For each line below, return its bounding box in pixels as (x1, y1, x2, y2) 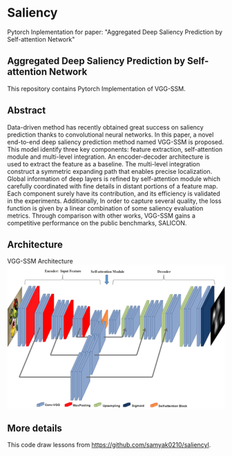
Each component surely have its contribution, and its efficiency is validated (7, 189, 221, 198)
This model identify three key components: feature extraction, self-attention (7, 145, 223, 153)
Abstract (7, 105, 46, 116)
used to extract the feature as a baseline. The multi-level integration (7, 159, 200, 168)
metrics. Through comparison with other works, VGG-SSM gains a (7, 211, 195, 220)
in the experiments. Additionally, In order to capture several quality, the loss (7, 196, 222, 205)
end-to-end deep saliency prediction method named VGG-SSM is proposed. (7, 137, 224, 146)
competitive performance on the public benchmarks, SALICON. (7, 218, 187, 227)
